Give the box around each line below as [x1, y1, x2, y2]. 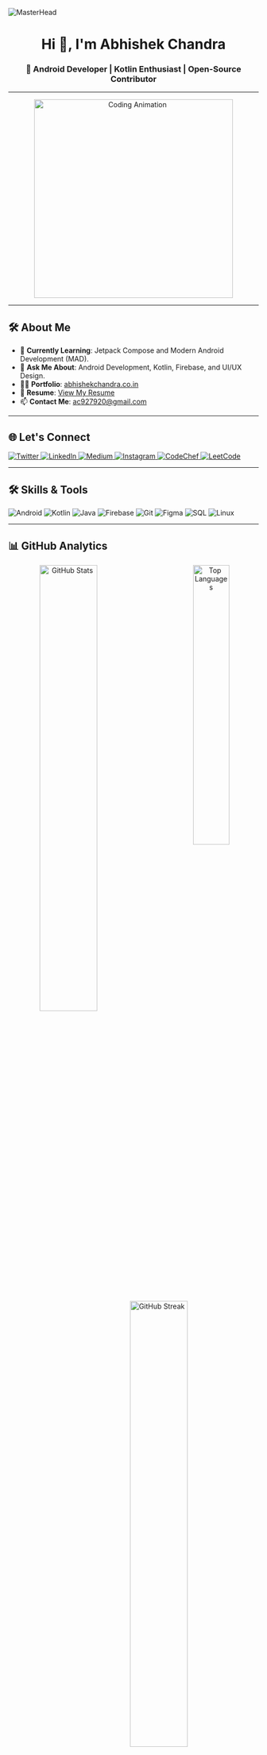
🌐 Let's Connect [8, 430, 91, 444]
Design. [19, 371, 45, 381]
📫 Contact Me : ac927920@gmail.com [19, 397, 147, 407]
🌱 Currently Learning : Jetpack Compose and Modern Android [19, 346, 224, 355]
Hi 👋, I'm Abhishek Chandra [41, 36, 226, 53]
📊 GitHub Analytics [8, 539, 108, 553]
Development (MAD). [19, 354, 89, 364]
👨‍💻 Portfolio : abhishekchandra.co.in [19, 380, 139, 389]
